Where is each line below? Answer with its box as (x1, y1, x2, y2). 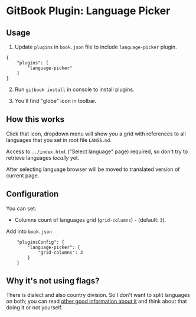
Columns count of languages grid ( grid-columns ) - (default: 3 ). (14, 216, 166, 223)
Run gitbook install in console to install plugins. (14, 86, 135, 93)
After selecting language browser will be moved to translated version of (6, 166, 180, 173)
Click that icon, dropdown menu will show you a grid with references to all (6, 130, 186, 137)
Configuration (6, 189, 59, 199)
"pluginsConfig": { (17, 239, 65, 245)
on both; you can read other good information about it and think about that (6, 297, 187, 305)
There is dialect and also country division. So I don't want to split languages (6, 292, 190, 299)
